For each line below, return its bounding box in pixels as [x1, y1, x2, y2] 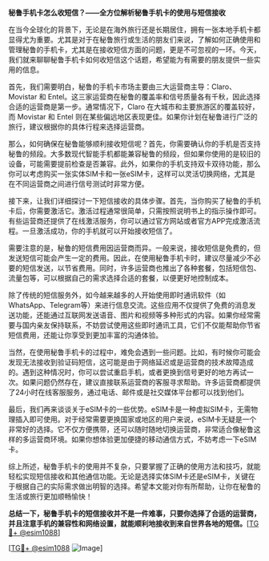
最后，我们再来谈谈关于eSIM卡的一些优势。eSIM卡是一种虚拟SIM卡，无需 [8, 405, 251, 414]
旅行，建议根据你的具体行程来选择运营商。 [8, 122, 149, 131]
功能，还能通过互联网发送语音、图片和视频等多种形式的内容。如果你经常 [14, 310, 254, 320]
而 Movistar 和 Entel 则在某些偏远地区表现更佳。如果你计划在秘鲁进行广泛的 [8, 112, 258, 121]
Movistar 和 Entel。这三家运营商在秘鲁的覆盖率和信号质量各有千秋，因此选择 [8, 92, 261, 101]
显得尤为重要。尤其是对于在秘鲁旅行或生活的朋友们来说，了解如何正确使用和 [8, 35, 261, 44]
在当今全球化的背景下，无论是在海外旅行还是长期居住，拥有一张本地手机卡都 [8, 25, 261, 34]
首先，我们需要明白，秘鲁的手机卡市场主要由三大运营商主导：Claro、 [8, 82, 236, 91]
